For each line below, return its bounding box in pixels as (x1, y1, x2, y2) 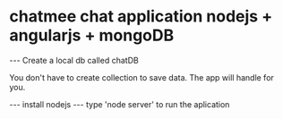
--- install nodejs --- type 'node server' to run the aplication (9, 98, 230, 109)
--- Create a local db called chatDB (9, 55, 139, 65)
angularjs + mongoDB (9, 25, 175, 46)
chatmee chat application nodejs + (9, 6, 273, 27)
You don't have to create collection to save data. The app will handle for (9, 72, 275, 82)
